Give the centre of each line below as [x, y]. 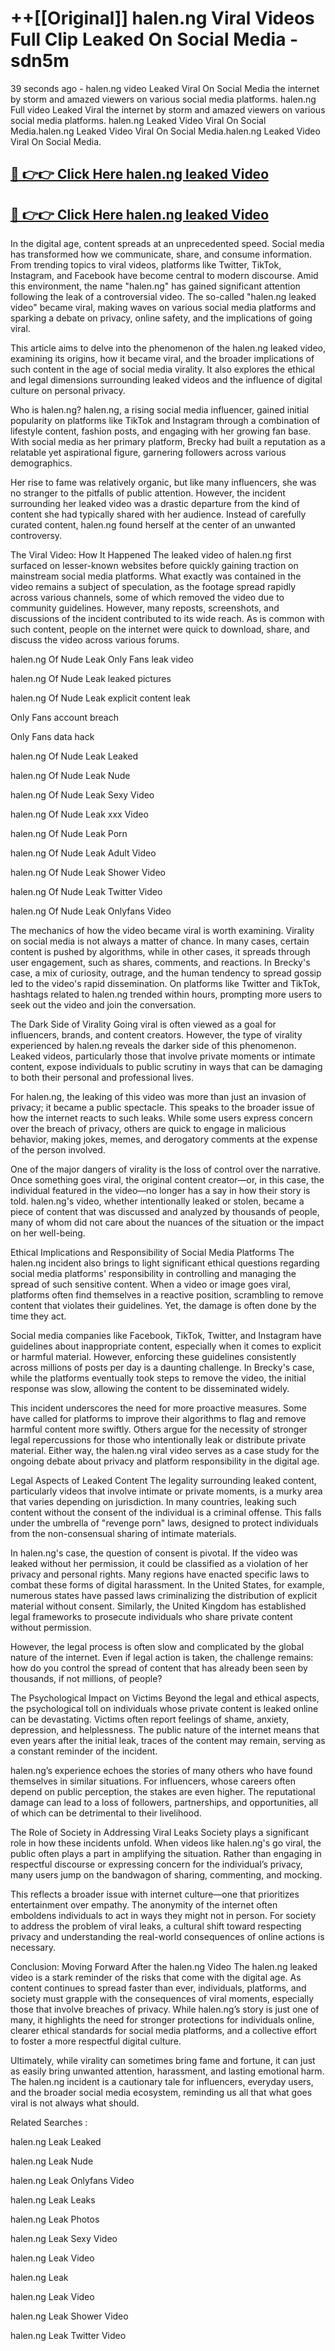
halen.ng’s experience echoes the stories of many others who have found [161, 1771]
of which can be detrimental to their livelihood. [106, 1813]
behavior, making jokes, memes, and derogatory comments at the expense [164, 1139]
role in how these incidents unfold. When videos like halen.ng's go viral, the [166, 1843]
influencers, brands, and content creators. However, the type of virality [156, 1035]
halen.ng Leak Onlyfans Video [72, 2181]
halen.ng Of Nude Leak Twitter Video [86, 892]
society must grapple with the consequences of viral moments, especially [162, 1999]
